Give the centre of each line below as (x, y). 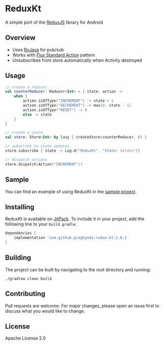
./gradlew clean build (28, 279)
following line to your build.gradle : (41, 224)
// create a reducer (26, 87)
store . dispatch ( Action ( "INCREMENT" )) (44, 164)
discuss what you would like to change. (45, 311)
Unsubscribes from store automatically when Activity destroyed (77, 60)
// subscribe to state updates (37, 146)
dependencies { (21, 233)
